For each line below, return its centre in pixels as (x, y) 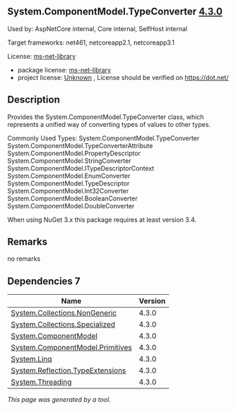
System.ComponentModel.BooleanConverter (72, 198)
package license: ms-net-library (64, 69)
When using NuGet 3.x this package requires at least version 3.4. (102, 220)
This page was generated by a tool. (59, 400)
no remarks (24, 259)
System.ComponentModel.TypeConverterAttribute (80, 145)
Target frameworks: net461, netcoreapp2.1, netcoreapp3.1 (91, 43)
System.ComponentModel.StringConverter (69, 161)
